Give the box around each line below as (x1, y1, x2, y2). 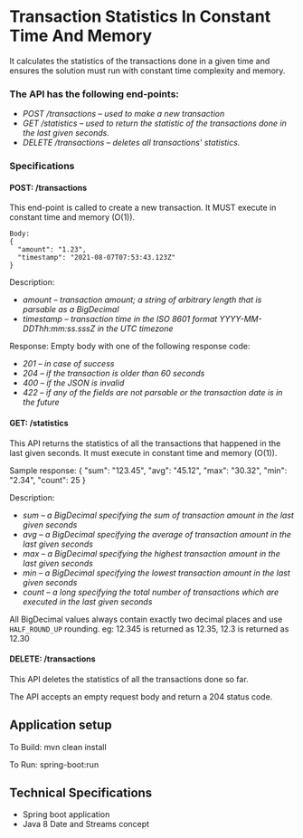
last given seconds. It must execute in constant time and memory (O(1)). (9, 447, 278, 458)
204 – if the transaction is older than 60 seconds (22, 368, 205, 379)
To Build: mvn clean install (9, 741, 107, 752)
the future (22, 396, 61, 408)
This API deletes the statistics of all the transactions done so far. (9, 673, 249, 684)
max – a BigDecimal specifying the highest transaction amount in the (22, 548, 280, 558)
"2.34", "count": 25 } (9, 474, 86, 485)
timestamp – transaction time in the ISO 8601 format (22, 314, 218, 325)
